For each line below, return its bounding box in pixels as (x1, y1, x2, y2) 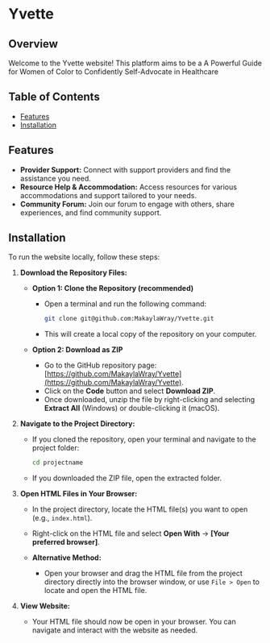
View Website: (19, 601, 71, 611)
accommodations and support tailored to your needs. (19, 190, 197, 200)
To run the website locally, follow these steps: (8, 252, 160, 262)
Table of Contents (8, 90, 101, 104)
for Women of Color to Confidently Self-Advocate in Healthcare (8, 67, 219, 77)
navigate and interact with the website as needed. (31, 625, 198, 635)
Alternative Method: (31, 553, 102, 562)
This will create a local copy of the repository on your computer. (44, 330, 257, 339)
